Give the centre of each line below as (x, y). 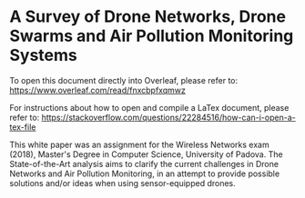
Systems (43, 55)
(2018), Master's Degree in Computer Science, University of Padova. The (147, 154)
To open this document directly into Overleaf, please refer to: (124, 80)
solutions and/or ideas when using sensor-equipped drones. (123, 183)
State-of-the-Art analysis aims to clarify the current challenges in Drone (144, 163)
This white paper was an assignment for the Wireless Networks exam (140, 144)
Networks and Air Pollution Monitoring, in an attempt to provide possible (145, 173)
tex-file (23, 127)
